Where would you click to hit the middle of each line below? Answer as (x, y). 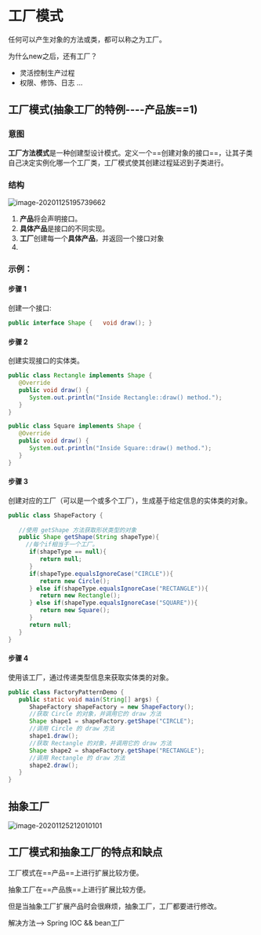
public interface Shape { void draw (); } (80, 323)
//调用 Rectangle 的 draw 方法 (77, 758)
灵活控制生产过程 (47, 72)
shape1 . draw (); (54, 736)
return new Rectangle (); (80, 596)
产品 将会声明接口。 (51, 218)
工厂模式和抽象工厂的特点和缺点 (85, 852)
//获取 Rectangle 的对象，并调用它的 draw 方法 (100, 743)
